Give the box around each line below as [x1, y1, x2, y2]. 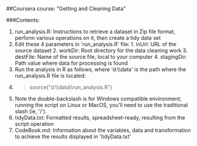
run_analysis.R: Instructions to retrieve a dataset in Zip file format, [14, 28, 176, 35]
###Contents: [6, 17, 40, 23]
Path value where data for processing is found [14, 59, 128, 66]
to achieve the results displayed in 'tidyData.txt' [14, 133, 132, 140]
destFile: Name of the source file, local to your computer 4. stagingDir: [14, 53, 187, 60]
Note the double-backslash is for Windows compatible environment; [14, 95, 182, 102]
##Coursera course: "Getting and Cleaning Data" [6, 5, 126, 12]
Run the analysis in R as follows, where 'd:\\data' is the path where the [14, 66, 186, 73]
